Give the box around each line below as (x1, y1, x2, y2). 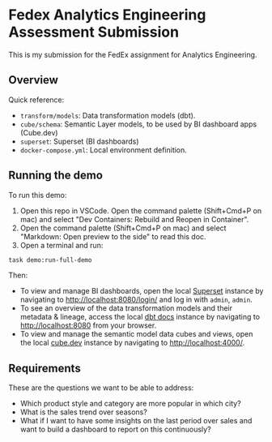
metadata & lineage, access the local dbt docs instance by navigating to (19, 312, 261, 322)
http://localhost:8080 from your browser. (19, 320, 157, 330)
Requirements (8, 361, 81, 375)
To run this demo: (8, 190, 67, 200)
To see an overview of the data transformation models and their (19, 303, 233, 313)
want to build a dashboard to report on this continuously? (19, 424, 212, 435)
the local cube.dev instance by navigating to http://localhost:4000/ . (19, 338, 245, 348)
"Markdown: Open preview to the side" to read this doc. (19, 231, 206, 241)
